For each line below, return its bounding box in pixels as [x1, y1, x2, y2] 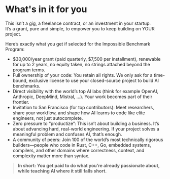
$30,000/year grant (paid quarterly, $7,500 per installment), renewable [12, 56, 161, 62]
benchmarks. [12, 82, 41, 89]
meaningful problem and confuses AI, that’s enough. [12, 131, 123, 137]
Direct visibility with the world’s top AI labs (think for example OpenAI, [12, 88, 159, 94]
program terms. [12, 67, 46, 73]
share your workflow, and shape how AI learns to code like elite [12, 110, 146, 116]
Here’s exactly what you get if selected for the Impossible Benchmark [5, 40, 151, 47]
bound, [12, 77, 28, 83]
